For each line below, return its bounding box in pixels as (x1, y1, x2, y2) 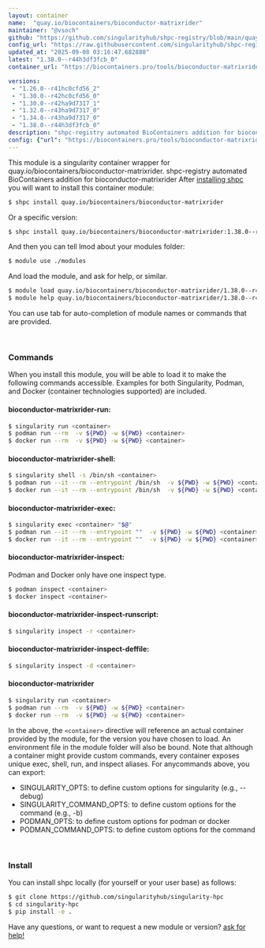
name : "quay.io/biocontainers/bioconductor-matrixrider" (8, 19, 203, 27)
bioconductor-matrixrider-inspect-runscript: (8, 610, 159, 619)
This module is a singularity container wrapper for (8, 157, 170, 167)
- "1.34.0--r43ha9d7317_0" (11, 114, 101, 122)
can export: (8, 767, 46, 777)
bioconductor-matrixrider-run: (8, 404, 111, 414)
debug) (19, 791, 44, 800)
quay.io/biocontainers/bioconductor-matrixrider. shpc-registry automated (8, 166, 247, 175)
